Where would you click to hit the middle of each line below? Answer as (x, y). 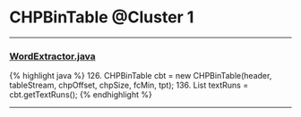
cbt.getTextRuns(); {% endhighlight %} (81, 95)
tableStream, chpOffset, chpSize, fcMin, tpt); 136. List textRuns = (129, 85)
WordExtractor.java (52, 56)
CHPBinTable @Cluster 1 (102, 17)
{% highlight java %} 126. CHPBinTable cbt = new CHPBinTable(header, (141, 76)
